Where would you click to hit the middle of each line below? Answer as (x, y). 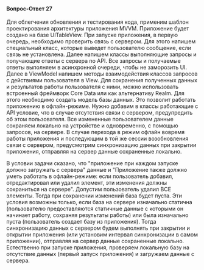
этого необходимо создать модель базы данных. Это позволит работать (101, 100)
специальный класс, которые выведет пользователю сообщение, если (99, 48)
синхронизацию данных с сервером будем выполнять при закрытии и (98, 228)
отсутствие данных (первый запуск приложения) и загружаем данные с (100, 254)
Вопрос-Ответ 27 (30, 9)
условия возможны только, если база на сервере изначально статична (100, 202)
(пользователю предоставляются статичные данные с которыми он (95, 209)
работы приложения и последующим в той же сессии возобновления (97, 139)
